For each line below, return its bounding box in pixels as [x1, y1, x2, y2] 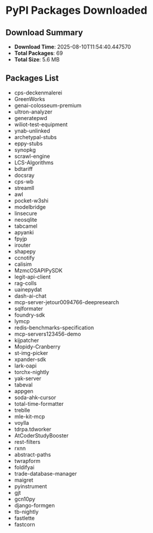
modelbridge [14, 203, 46, 210]
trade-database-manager [14, 470, 77, 477]
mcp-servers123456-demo [14, 330, 81, 338]
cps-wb [14, 177, 34, 185]
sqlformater [14, 305, 43, 312]
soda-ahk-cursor [14, 394, 56, 401]
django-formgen [14, 501, 55, 509]
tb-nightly [14, 508, 39, 515]
